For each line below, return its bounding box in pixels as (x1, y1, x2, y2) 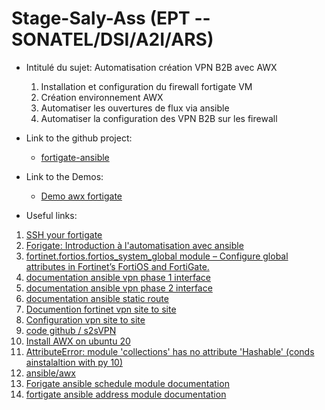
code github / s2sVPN (25, 324, 117, 336)
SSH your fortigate (25, 228, 103, 241)
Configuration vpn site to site (25, 313, 146, 326)
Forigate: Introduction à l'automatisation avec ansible (25, 239, 244, 251)
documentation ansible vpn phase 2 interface (25, 282, 213, 294)
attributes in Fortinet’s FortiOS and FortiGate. (25, 260, 210, 272)
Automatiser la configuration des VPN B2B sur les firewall (40, 112, 278, 124)
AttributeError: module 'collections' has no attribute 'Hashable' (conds (25, 345, 315, 357)
